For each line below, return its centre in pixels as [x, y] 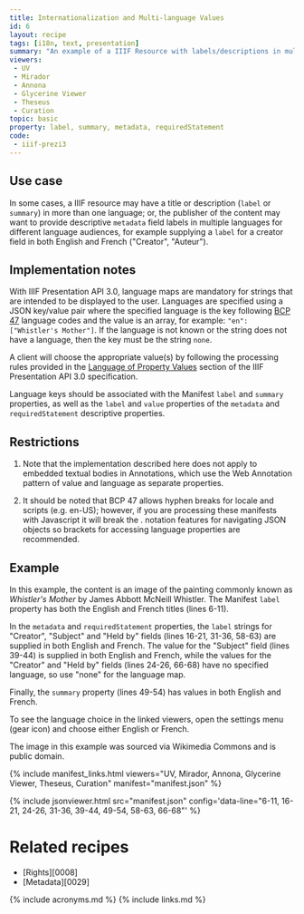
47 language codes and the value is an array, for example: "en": [129, 321]
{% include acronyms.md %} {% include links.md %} [108, 899]
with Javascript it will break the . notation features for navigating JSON [154, 520]
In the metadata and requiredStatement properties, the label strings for [141, 626]
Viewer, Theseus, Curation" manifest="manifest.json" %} [115, 783]
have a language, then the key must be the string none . [111, 340]
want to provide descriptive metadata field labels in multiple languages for [146, 222]
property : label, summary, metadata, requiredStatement [117, 128]
